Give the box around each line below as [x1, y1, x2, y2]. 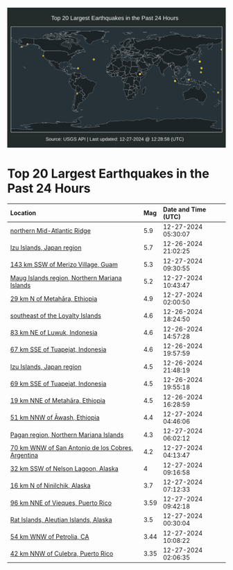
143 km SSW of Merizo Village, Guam [10, 261, 118, 269]
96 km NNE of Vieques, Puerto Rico [10, 499, 112, 507]
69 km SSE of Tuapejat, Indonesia [10, 379, 107, 388]
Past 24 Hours [7, 180, 91, 196]
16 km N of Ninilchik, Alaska [10, 481, 91, 490]
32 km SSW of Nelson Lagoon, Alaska [10, 465, 119, 473]
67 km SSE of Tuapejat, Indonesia [10, 345, 107, 354]
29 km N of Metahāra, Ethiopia [10, 294, 98, 302]
